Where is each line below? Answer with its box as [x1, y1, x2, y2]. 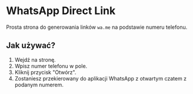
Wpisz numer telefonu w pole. [14, 62, 88, 69]
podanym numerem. [14, 81, 64, 88]
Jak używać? [6, 41, 56, 51]
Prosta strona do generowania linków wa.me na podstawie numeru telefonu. [6, 23, 188, 31]
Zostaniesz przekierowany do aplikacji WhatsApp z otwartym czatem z [14, 75, 187, 82]
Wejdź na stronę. [14, 56, 56, 63]
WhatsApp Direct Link [6, 4, 116, 18]
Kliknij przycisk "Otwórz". [14, 69, 76, 76]
